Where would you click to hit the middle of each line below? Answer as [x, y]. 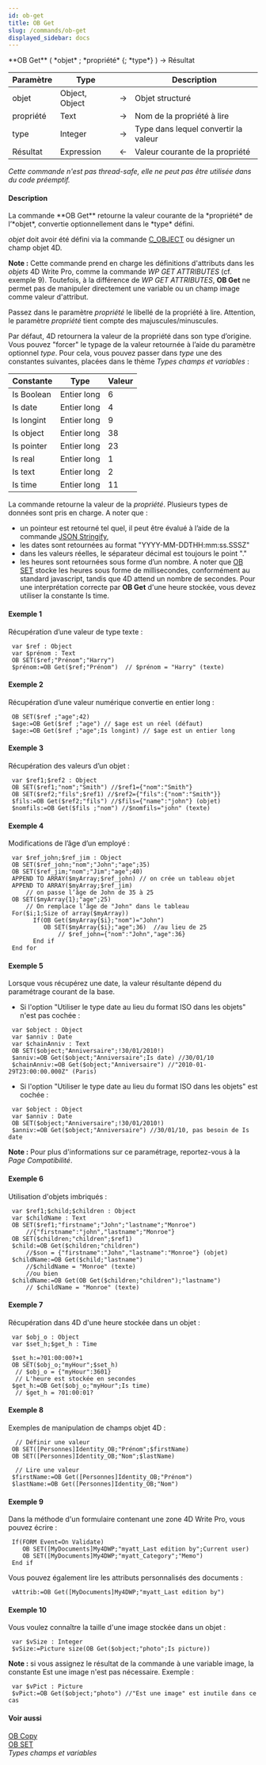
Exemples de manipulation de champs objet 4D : [87, 1428]
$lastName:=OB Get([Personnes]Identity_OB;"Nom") [95, 1484]
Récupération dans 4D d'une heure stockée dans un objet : [104, 1322]
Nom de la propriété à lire [182, 116]
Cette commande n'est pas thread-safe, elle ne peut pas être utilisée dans [130, 171]
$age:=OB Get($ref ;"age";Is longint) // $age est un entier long [123, 730]
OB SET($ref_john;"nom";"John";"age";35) [81, 865]
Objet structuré [163, 98]
